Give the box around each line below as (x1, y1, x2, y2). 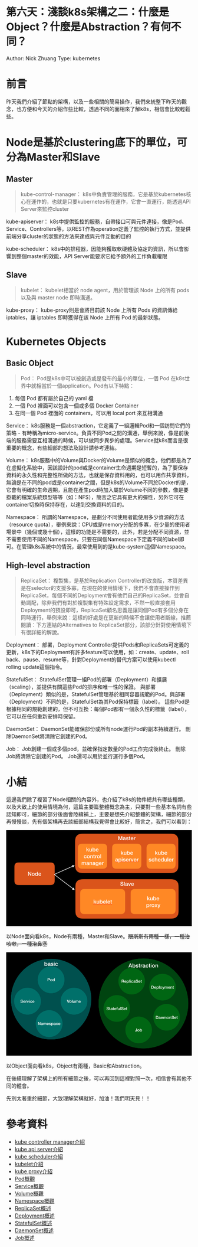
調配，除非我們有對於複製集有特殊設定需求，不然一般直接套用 (25, 599, 176, 606)
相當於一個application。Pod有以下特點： (36, 382, 135, 389)
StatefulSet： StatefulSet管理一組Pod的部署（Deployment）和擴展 (6, 675, 167, 683)
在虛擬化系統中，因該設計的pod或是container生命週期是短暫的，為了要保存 (6, 464, 189, 471)
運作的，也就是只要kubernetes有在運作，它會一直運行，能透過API (31, 198, 191, 205)
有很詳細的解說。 (20, 628, 62, 635)
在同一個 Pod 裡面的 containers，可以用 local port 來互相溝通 (14, 409, 163, 416)
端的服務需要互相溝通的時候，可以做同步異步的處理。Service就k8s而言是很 (6, 436, 189, 443)
